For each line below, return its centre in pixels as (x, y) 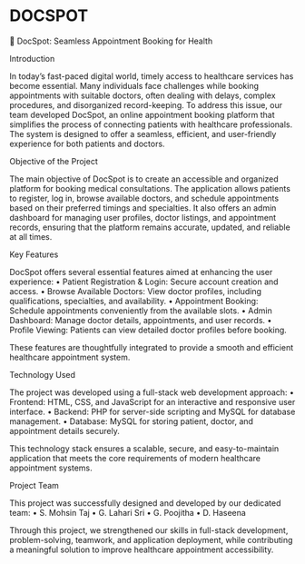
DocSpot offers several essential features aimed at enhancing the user (141, 272)
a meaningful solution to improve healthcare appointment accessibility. (142, 549)
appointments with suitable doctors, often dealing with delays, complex (143, 95)
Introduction (32, 58)
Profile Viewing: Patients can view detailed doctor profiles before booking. (148, 330)
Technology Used (42, 374)
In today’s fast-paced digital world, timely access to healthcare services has (152, 76)
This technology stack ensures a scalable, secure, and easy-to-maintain (144, 448)
